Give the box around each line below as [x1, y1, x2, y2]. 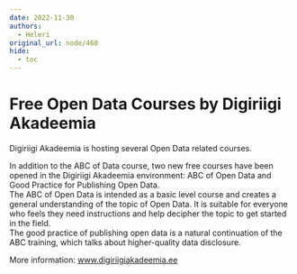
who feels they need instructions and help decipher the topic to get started [9, 208, 287, 219]
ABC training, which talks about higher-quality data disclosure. [9, 236, 241, 248]
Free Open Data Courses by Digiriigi [9, 94, 282, 114]
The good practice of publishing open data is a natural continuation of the [9, 227, 283, 238]
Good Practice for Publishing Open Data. [9, 179, 160, 190]
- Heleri [17, 30, 50, 39]
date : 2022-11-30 [9, 13, 75, 23]
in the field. [9, 217, 51, 228]
